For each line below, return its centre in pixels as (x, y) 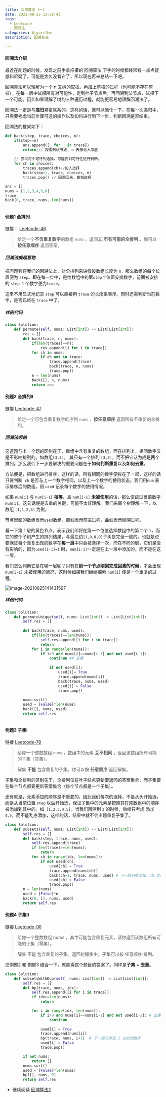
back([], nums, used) (45, 709)
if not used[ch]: (58, 861)
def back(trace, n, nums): (51, 338)
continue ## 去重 (66, 658)
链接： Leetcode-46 (25, 229)
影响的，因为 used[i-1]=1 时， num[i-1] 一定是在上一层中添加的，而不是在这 (85, 549)
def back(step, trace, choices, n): (43, 136)
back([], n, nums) (50, 380)
